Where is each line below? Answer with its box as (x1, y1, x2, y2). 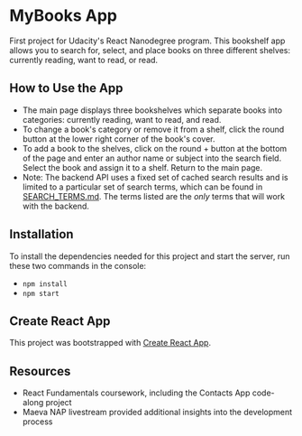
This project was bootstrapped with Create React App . (9, 338, 212, 348)
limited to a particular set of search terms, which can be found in (22, 181, 263, 192)
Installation (9, 227, 74, 242)
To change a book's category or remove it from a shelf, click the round (22, 124, 285, 135)
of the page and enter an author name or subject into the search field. (22, 153, 282, 163)
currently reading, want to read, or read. (9, 54, 159, 65)
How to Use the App (9, 80, 124, 96)
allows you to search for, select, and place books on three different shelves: (9, 44, 291, 55)
